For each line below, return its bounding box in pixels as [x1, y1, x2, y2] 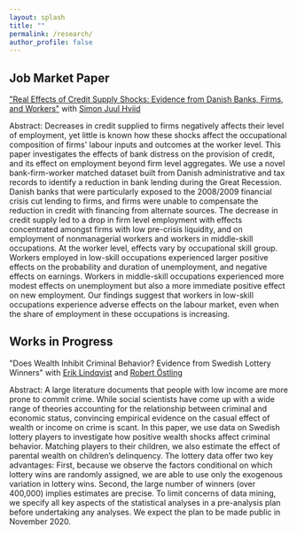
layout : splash [9, 12, 66, 22]
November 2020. [9, 515, 72, 527]
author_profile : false [9, 37, 93, 47]
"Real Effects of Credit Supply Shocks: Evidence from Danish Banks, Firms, [9, 94, 284, 104]
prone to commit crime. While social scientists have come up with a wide [9, 393, 276, 404]
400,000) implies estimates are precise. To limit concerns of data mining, [9, 488, 277, 499]
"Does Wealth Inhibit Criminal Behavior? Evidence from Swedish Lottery [9, 358, 272, 368]
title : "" [9, 21, 46, 30]
